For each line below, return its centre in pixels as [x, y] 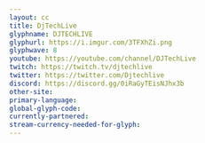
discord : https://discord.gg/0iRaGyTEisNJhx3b [97, 83]
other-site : [31, 91]
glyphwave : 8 [33, 51]
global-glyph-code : [45, 108]
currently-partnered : [49, 116]
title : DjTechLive [43, 26]
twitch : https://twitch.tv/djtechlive [81, 68]
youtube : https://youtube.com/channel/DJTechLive [103, 59]
